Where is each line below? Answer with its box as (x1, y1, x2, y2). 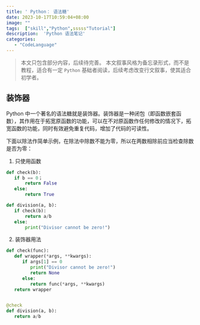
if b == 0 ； (14, 175, 43, 181)
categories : (6, 36, 36, 42)
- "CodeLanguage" (14, 42, 58, 48)
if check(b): (14, 208, 46, 214)
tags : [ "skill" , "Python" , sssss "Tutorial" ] (6, 25, 116, 32)
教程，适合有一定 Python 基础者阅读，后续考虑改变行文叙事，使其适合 (20, 66, 192, 73)
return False (24, 180, 58, 186)
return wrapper (14, 286, 52, 292)
